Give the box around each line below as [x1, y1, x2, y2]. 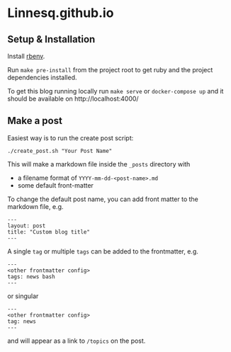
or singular [7, 292, 39, 300]
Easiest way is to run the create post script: [7, 133, 134, 142]
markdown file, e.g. [7, 202, 64, 210]
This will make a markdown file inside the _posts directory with [7, 159, 191, 168]
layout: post [7, 222, 46, 229]
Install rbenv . [7, 52, 45, 60]
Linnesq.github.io [7, 5, 114, 21]
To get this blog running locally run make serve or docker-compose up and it [7, 87, 224, 95]
